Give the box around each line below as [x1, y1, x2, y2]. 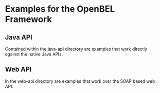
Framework [5, 14, 52, 25]
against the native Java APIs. [5, 51, 63, 57]
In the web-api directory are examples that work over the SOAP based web [5, 78, 155, 84]
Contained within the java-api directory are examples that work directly [5, 46, 147, 52]
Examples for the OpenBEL [5, 3, 115, 15]
